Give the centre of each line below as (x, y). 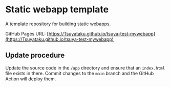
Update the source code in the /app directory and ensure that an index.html (85, 67)
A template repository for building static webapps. (58, 24)
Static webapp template (57, 10)
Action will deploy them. (31, 79)
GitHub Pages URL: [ (27, 33)
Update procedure (35, 55)
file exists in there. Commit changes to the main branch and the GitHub (80, 73)
